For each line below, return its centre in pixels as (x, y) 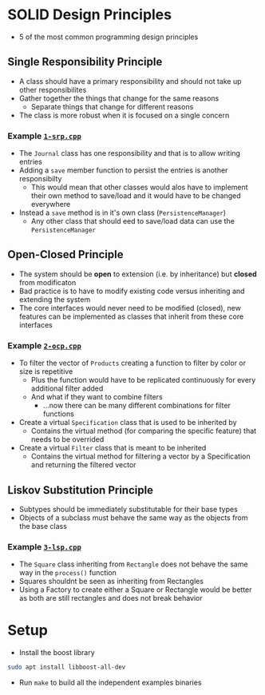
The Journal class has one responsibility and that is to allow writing (130, 153)
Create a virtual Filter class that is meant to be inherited (113, 448)
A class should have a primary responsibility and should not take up (130, 81)
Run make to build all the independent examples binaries (110, 683)
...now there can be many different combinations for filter (136, 406)
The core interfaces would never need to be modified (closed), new (130, 308)
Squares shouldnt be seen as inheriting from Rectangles (111, 582)
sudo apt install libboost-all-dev (67, 667)
